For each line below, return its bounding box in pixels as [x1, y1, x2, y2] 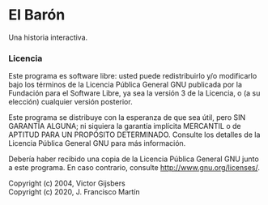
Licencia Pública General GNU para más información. [8, 139, 186, 148]
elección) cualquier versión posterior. [8, 97, 133, 107]
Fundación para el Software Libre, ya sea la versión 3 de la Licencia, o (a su [8, 88, 261, 98]
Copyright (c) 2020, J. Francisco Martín [8, 187, 140, 197]
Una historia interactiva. [8, 32, 88, 42]
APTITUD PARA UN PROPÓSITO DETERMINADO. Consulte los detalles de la [8, 130, 261, 139]
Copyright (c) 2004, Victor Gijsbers [8, 178, 125, 188]
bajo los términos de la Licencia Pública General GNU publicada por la [8, 79, 243, 90]
